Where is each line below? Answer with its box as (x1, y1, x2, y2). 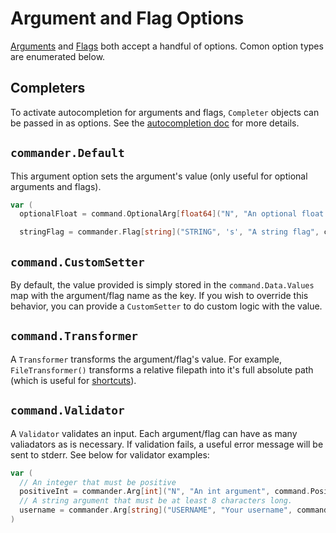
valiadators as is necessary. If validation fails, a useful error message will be (10, 438, 324, 450)
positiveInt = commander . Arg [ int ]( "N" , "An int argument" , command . (19, 487, 311, 497)
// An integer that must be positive (19, 477, 177, 487)
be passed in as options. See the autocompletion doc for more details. (10, 117, 300, 129)
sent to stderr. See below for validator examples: (10, 448, 210, 461)
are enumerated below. (10, 50, 106, 62)
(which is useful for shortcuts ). (10, 374, 137, 386)
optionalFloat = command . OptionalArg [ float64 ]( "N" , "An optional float (19, 209, 325, 219)
